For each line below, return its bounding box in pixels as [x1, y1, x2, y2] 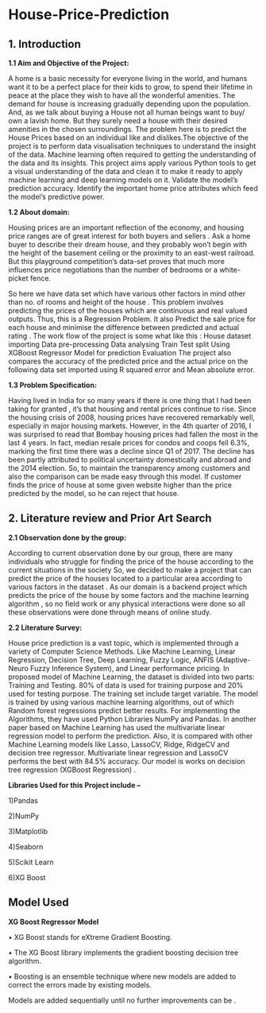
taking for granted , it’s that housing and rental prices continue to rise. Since [8, 404, 256, 413]
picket [8, 274, 29, 283]
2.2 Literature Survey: [8, 623, 83, 632]
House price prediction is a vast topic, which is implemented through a [8, 638, 240, 647]
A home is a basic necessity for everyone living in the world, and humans [8, 74, 248, 83]
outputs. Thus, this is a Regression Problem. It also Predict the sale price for [8, 314, 256, 324]
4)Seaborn [8, 841, 44, 852]
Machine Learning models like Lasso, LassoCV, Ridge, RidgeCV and [8, 739, 230, 749]
